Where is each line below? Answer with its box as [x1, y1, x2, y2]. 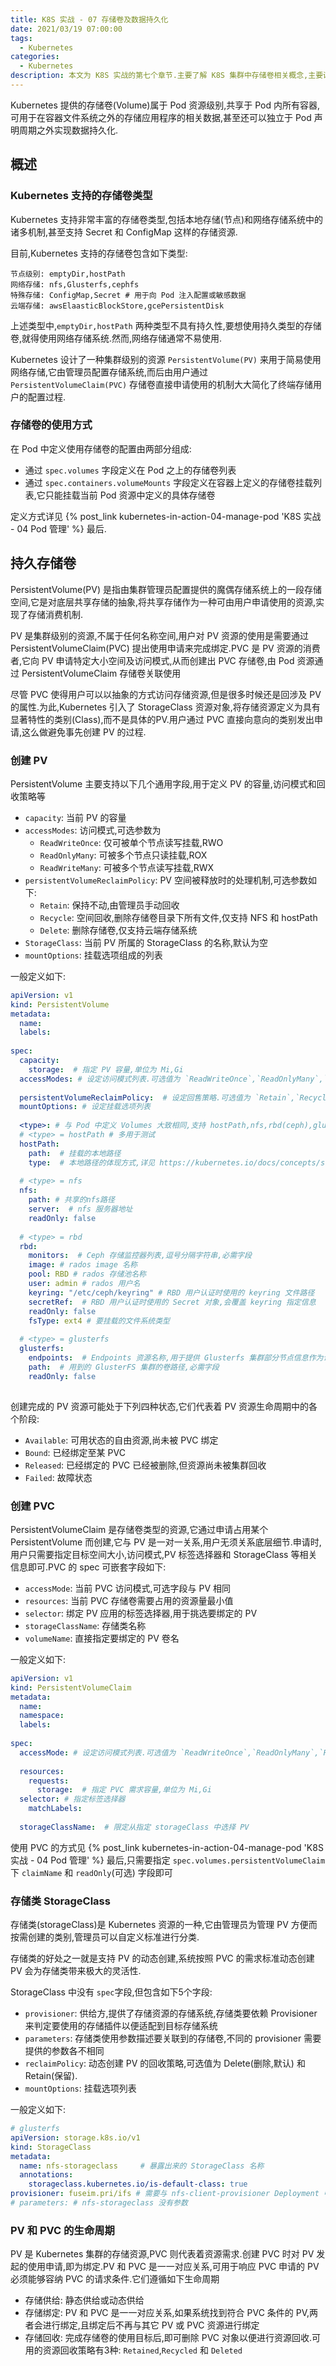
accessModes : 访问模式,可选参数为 [24, 824, 162, 836]
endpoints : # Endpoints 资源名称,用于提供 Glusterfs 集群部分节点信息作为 [28, 1353, 324, 1363]
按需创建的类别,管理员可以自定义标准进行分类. [10, 1931, 200, 1943]
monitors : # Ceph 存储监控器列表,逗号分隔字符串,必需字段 [28, 1251, 252, 1261]
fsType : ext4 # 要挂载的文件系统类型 [28, 1316, 170, 1326]
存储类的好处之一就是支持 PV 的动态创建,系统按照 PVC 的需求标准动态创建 [10, 1952, 315, 1965]
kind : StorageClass [10, 2142, 92, 2152]
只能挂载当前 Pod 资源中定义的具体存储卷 [44, 489, 216, 501]
